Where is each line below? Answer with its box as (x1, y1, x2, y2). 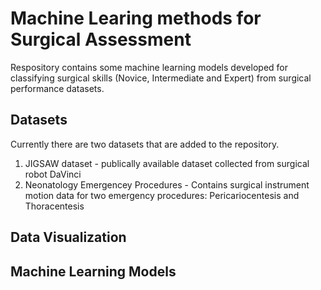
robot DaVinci (24, 168, 82, 180)
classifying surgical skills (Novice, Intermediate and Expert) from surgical (10, 72, 312, 84)
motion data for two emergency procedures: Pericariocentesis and (24, 189, 300, 201)
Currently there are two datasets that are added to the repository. (10, 138, 280, 150)
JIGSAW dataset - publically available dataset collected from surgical (24, 157, 310, 169)
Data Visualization (10, 229, 127, 246)
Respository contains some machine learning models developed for (10, 61, 289, 73)
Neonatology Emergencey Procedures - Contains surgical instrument (24, 178, 310, 191)
